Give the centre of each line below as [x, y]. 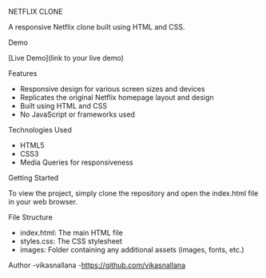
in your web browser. [43, 202]
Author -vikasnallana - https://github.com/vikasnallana [97, 265]
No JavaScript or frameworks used [77, 114]
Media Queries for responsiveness [76, 162]
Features [23, 73]
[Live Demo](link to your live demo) [66, 58]
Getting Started [34, 178]
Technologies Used [40, 130]
